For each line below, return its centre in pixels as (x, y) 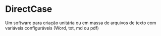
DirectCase (29, 9)
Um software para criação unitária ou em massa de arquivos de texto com (81, 23)
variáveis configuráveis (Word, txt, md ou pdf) (52, 28)
